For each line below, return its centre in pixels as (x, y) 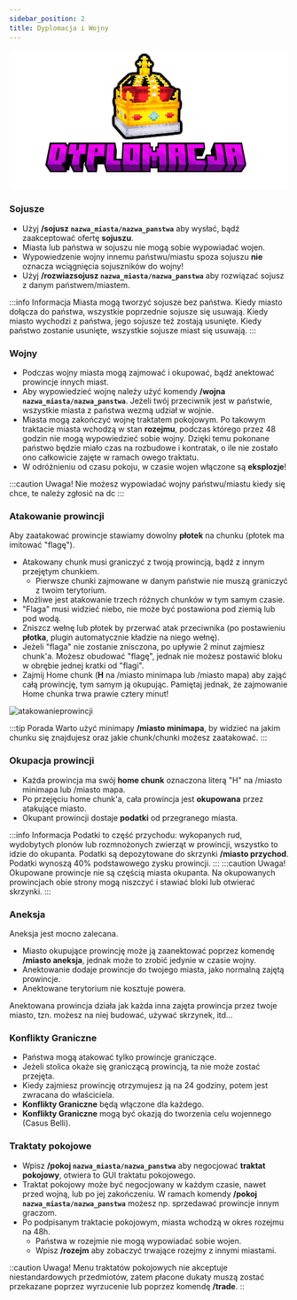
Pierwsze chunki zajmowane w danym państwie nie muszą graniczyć (161, 581)
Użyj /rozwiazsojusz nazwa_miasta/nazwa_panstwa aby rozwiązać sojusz (153, 276)
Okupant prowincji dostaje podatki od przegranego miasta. (130, 817)
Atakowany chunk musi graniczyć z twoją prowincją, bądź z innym (143, 562)
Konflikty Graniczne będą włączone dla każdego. (113, 1104)
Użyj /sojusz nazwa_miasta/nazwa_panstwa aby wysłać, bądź (131, 228)
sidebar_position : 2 (47, 19)
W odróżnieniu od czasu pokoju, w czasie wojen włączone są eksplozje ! (154, 467)
